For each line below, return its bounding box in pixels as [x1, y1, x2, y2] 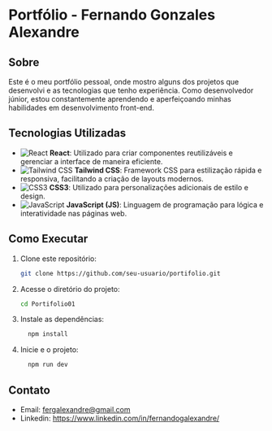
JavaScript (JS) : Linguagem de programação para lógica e [66, 199, 264, 209]
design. [19, 191, 46, 201]
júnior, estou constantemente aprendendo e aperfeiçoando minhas [8, 94, 231, 103]
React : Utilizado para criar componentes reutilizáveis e [50, 148, 233, 158]
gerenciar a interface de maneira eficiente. [19, 156, 163, 166]
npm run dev [28, 360, 68, 369]
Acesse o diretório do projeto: [19, 284, 120, 294]
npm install [28, 330, 68, 338]
